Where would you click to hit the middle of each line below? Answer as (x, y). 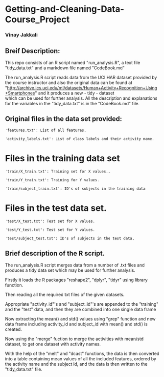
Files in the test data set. (56, 208)
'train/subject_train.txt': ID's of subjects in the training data (75, 188)
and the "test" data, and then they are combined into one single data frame (81, 309)
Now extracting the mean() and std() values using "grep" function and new (80, 319)
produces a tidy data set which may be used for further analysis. (70, 270)
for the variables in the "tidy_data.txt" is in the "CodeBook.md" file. (72, 103)
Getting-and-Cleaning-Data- (65, 9)
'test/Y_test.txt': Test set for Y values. (50, 230)
